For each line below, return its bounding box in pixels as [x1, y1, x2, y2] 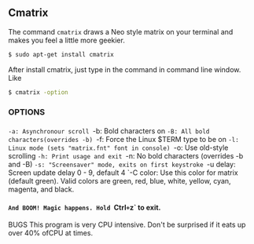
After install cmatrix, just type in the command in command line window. [8, 64, 241, 74]
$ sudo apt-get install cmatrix [8, 50, 114, 58]
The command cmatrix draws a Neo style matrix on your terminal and [8, 27, 234, 36]
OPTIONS [8, 107, 46, 118]
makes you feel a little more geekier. [8, 35, 126, 45]
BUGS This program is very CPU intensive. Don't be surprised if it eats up [8, 220, 246, 230]
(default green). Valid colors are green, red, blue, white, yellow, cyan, [8, 177, 231, 186]
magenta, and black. [8, 184, 75, 195]
